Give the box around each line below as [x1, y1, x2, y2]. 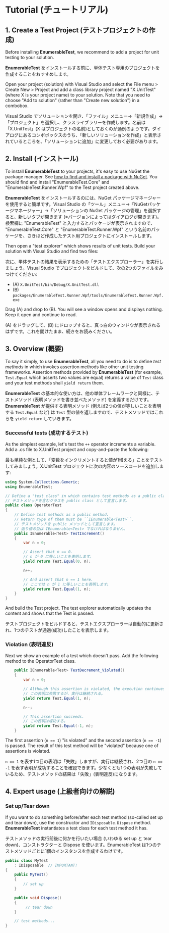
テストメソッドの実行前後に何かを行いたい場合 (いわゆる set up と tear [5, 835, 152, 841]
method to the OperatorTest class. [5, 658, 76, 664]
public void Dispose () [14, 895, 62, 900]
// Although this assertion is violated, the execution [23, 686, 143, 692]
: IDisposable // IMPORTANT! [14, 863, 78, 868]
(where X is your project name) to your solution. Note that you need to [5, 92, 150, 98]
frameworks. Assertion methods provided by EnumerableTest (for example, [5, 369, 162, 375]
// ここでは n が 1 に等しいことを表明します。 [23, 581, 111, 587]
